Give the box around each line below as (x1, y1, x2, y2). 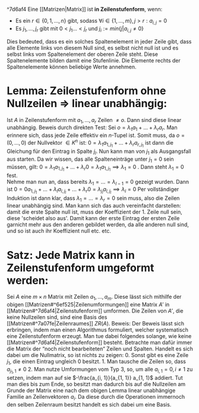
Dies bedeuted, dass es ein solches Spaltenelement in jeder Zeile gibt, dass (7, 37, 192, 45)
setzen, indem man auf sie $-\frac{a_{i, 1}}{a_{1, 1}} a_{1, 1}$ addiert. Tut (7, 374, 183, 381)
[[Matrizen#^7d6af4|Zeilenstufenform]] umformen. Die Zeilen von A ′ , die (7, 307, 184, 315)
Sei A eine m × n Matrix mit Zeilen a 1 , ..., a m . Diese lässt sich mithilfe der (7, 293, 182, 302)
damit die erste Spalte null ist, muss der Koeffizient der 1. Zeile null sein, (7, 208, 183, 215)
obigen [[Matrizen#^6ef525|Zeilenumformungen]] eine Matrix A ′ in (7, 301, 170, 308)
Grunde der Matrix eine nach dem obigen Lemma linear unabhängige (7, 387, 176, 394)
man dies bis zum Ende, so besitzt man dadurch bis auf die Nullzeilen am (7, 381, 186, 387)
